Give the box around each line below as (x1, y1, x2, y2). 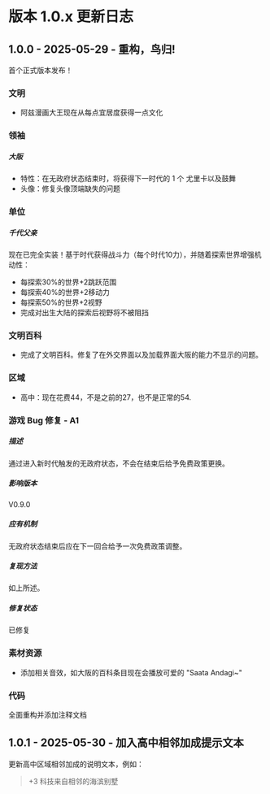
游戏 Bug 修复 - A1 (8, 414, 80, 426)
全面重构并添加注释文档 (8, 710, 87, 720)
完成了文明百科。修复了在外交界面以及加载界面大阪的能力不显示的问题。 (20, 350, 263, 360)
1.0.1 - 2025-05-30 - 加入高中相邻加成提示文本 (8, 736, 244, 750)
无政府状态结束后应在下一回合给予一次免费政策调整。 (8, 541, 187, 551)
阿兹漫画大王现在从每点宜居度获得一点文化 (20, 107, 163, 118)
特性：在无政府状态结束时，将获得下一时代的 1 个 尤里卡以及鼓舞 (20, 174, 237, 184)
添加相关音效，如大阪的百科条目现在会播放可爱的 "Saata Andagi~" (20, 667, 242, 677)
